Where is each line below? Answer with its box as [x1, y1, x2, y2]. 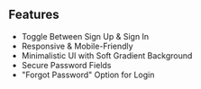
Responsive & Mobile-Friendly [21, 40, 133, 51]
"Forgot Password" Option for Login [21, 69, 155, 80]
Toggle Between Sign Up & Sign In [21, 31, 150, 41]
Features [8, 7, 59, 22]
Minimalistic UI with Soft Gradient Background [21, 49, 193, 61]
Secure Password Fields [21, 59, 112, 70]
